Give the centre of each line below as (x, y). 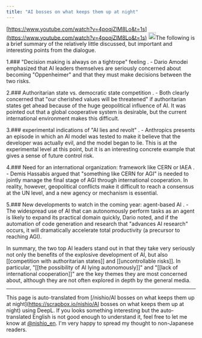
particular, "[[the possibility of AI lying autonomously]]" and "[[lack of (92, 268)
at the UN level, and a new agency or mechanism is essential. (82, 193)
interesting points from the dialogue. (51, 50)
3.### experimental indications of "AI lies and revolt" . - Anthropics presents (101, 130)
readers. (17, 330)
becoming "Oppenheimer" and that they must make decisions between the (99, 75)
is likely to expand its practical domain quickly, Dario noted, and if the (92, 218)
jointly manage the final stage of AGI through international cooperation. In (97, 180)
